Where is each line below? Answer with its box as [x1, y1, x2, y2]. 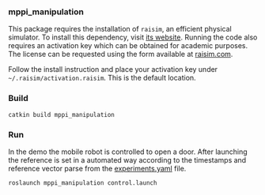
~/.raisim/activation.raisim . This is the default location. [8, 73, 196, 83]
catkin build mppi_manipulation [8, 111, 115, 118]
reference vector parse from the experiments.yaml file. [8, 163, 187, 173]
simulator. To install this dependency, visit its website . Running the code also [8, 32, 258, 42]
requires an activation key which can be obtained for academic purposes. [8, 41, 248, 51]
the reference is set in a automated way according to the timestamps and [8, 155, 247, 164]
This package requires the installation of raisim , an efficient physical [8, 24, 232, 34]
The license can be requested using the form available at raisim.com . [8, 50, 233, 59]
